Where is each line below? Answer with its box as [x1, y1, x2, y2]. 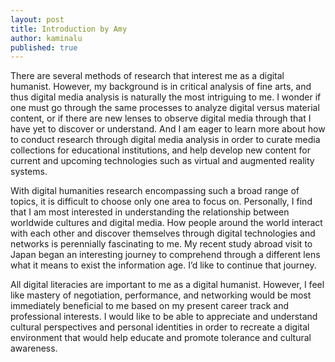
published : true [10, 42, 78, 53]
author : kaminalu [10, 33, 83, 43]
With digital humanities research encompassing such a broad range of [10, 185, 300, 197]
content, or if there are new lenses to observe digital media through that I [10, 112, 312, 125]
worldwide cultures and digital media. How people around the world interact [10, 217, 323, 229]
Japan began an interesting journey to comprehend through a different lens [10, 249, 321, 261]
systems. [10, 166, 48, 178]
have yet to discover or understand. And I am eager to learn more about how [10, 123, 326, 135]
